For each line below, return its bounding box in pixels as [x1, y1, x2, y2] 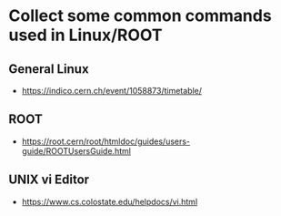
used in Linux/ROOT [8, 25, 163, 46]
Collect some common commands [8, 5, 272, 26]
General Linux [8, 61, 89, 77]
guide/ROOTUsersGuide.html [21, 145, 131, 156]
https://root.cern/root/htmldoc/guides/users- [21, 136, 191, 147]
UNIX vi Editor [8, 172, 90, 188]
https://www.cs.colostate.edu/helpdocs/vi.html [21, 196, 198, 207]
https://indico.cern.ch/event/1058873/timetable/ [21, 86, 202, 96]
